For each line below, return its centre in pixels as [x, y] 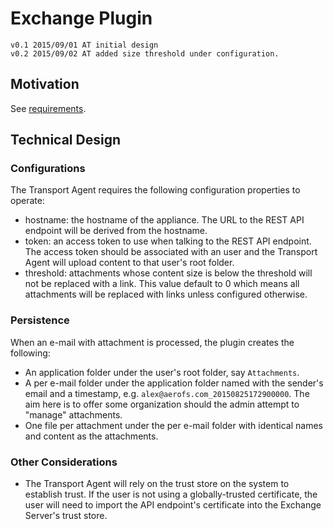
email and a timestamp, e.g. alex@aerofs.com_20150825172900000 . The [167, 393]
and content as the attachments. [91, 436]
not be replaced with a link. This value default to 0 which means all [162, 284]
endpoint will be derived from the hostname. [116, 231]
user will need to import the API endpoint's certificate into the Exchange [173, 505]
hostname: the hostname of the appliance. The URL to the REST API [164, 220]
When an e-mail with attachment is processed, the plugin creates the [152, 342]
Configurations [48, 169]
